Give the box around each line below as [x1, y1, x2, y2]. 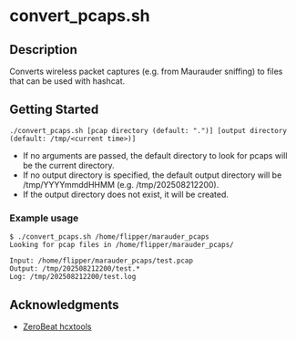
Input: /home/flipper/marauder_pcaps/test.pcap [9, 256, 194, 265]
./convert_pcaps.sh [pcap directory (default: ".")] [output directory [9, 126, 287, 135]
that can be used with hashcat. [9, 76, 126, 87]
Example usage [9, 211, 79, 224]
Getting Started [9, 102, 99, 118]
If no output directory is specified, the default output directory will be [22, 170, 282, 180]
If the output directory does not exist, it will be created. [22, 189, 230, 200]
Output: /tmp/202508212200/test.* [9, 264, 141, 273]
